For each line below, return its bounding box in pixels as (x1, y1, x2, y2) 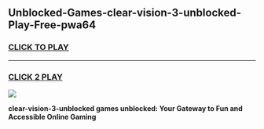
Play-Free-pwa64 (8, 19, 97, 32)
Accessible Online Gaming (8, 112, 97, 121)
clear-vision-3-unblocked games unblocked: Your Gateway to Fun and (8, 103, 244, 113)
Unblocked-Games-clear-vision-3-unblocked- (8, 6, 242, 20)
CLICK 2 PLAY (8, 71, 63, 82)
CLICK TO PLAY (8, 42, 69, 53)
